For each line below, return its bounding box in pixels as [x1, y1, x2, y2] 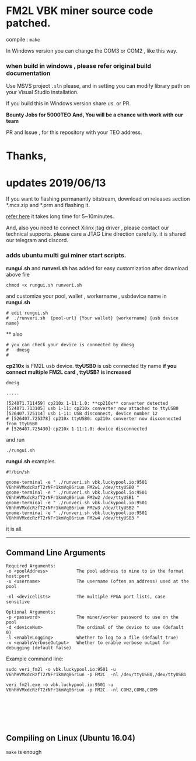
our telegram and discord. [6, 237, 68, 244]
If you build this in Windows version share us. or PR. [6, 100, 131, 107]
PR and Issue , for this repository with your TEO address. [6, 129, 142, 136]
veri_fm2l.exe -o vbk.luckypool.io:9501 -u [6, 682, 114, 688]
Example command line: [6, 655, 64, 662]
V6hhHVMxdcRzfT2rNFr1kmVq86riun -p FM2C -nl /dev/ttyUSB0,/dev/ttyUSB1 [6, 672, 187, 678]
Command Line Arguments [6, 548, 106, 558]
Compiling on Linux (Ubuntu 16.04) [6, 733, 136, 743]
